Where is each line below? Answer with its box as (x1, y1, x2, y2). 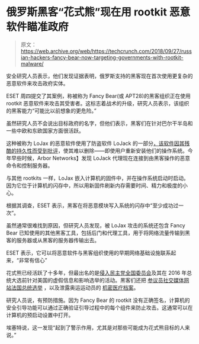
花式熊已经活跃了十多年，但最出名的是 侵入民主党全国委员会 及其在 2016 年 (6, 269, 187, 276)
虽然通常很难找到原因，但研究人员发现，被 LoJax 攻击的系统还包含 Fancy (6, 221, 185, 229)
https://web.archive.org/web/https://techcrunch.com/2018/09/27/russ (20, 47, 192, 54)
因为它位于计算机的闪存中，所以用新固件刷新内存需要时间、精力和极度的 (6, 182, 182, 189)
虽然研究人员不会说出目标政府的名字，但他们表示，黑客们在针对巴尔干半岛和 (6, 120, 193, 127)
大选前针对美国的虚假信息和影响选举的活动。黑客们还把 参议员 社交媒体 (11, 277, 184, 284)
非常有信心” (18, 256, 47, 263)
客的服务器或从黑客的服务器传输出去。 (6, 236, 99, 243)
